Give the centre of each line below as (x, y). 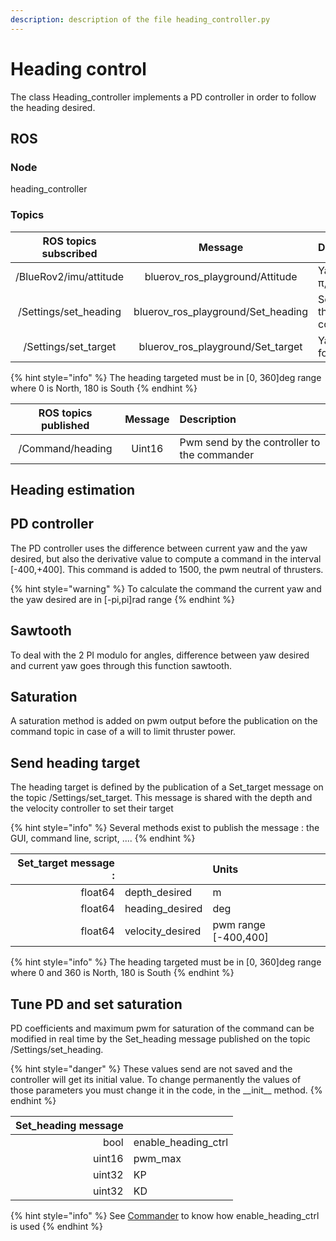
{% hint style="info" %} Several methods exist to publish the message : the (165, 828)
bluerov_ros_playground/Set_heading (221, 311)
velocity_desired (163, 931)
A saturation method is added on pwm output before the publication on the (164, 721)
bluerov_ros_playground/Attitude (221, 276)
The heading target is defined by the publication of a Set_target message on (167, 787)
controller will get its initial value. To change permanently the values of (156, 1079)
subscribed (69, 253)
